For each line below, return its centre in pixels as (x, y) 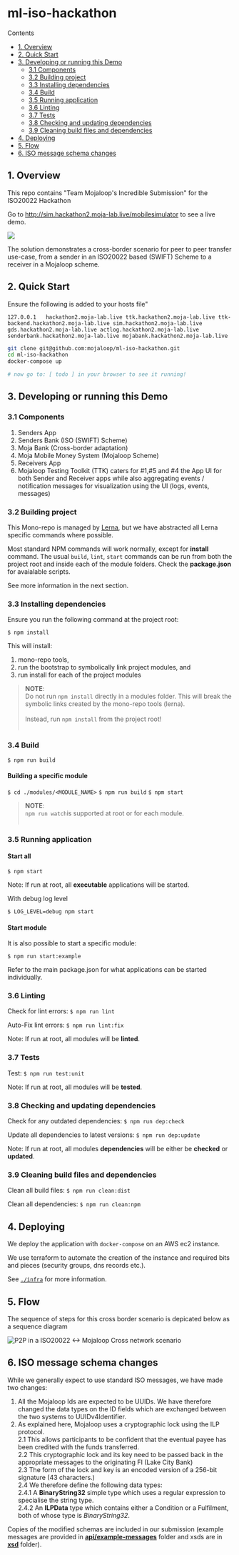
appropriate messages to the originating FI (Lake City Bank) (105, 1462)
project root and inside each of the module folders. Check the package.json (119, 564)
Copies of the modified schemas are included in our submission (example (116, 1529)
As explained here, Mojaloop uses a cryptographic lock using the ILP (118, 1424)
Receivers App (39, 463)
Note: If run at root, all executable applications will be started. (98, 885)
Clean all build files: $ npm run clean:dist (69, 1191)
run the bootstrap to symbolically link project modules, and (104, 667)
